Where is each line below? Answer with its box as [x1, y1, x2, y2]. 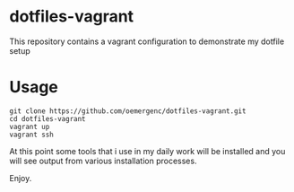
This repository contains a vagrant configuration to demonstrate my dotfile [9, 36, 285, 47]
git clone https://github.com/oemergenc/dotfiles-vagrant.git [9, 106, 246, 116]
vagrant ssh [9, 130, 54, 139]
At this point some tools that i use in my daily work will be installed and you [9, 145, 286, 156]
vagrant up [9, 122, 50, 131]
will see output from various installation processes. [9, 155, 197, 166]
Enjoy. [9, 172, 32, 183]
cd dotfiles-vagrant [9, 114, 87, 123]
